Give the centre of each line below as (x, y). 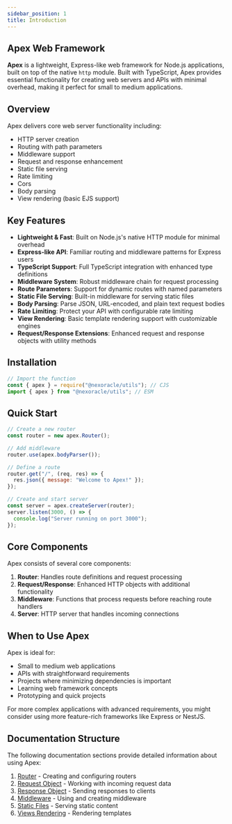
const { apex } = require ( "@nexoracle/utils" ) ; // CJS (88, 385)
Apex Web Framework (56, 48)
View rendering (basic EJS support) (68, 198)
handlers (30, 607)
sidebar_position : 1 (37, 14)
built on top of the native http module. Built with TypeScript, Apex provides (115, 72)
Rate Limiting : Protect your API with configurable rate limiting (105, 311)
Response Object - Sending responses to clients (86, 791)
